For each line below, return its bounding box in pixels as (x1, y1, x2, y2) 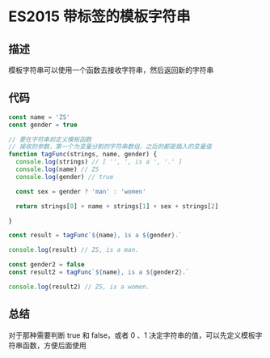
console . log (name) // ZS (15, 165, 99, 174)
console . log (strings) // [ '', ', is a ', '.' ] (15, 158, 183, 166)
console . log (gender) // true (15, 173, 114, 181)
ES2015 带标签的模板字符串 (8, 7, 191, 26)
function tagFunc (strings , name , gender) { (8, 151, 158, 159)
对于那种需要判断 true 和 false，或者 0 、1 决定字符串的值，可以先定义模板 (8, 330, 256, 340)
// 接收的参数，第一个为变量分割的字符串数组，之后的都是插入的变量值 (8, 143, 212, 151)
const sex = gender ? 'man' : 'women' (15, 187, 147, 195)
